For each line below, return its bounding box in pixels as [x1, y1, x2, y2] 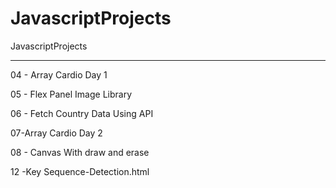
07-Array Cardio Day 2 [10, 127, 103, 139]
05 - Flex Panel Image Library [10, 88, 133, 100]
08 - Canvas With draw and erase [10, 146, 150, 158]
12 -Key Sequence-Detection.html [10, 165, 150, 177]
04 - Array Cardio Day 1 [10, 68, 108, 81]
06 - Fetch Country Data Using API [10, 107, 154, 119]
